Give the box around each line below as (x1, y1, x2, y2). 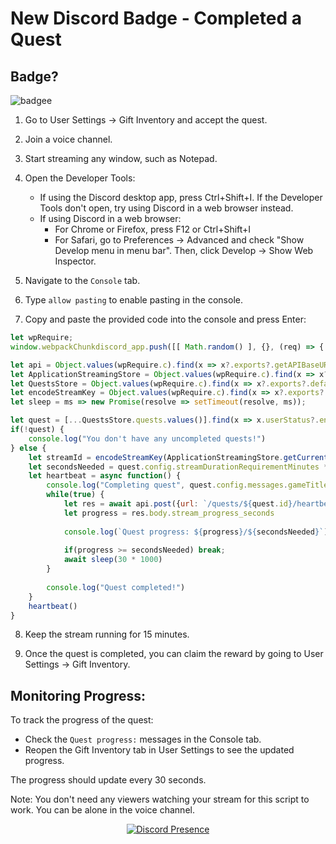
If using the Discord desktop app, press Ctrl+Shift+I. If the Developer (39, 192, 323, 203)
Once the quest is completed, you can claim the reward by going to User (24, 648, 324, 660)
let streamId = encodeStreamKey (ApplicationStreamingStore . (28, 452, 284, 462)
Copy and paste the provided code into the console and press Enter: (24, 313, 307, 325)
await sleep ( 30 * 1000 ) (63, 555, 163, 565)
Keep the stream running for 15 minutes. (24, 628, 190, 641)
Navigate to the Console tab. (24, 275, 141, 286)
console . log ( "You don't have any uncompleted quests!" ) (28, 433, 267, 444)
